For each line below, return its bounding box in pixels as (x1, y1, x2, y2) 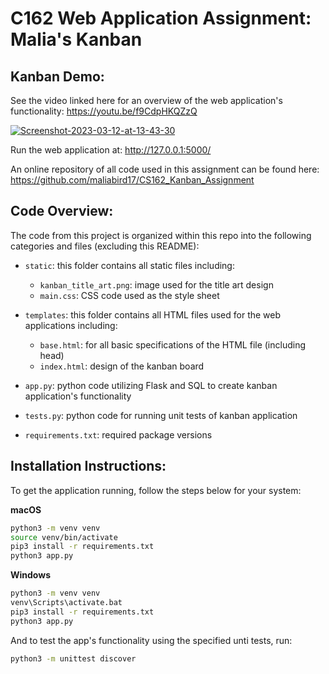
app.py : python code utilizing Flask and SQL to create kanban (24, 379, 278, 391)
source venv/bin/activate (10, 532, 118, 542)
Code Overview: (10, 203, 114, 220)
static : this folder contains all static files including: (24, 259, 235, 271)
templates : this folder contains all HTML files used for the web (24, 308, 282, 321)
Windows (10, 569, 51, 581)
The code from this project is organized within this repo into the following (10, 229, 312, 241)
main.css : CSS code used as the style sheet (39, 289, 220, 301)
